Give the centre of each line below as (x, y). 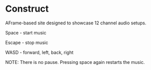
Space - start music (26, 32)
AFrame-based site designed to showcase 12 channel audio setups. (76, 23)
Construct (27, 9)
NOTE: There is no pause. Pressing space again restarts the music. (75, 62)
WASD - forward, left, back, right (39, 52)
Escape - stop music (27, 42)
